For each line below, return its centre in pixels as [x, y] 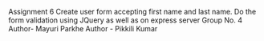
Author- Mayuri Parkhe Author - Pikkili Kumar [83, 29]
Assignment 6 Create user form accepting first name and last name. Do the [132, 12]
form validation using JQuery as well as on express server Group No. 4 [126, 20]
